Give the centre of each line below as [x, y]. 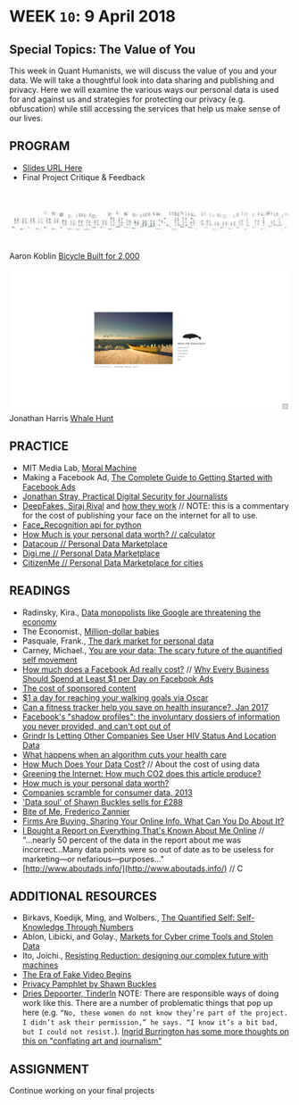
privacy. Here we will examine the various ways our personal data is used [144, 90]
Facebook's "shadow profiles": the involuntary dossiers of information [151, 717]
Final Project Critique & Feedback [83, 177]
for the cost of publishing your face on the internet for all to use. [140, 515]
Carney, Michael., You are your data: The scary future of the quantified [152, 650]
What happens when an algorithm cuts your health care [125, 754]
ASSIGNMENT [49, 1069]
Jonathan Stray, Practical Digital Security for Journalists [125, 496]
